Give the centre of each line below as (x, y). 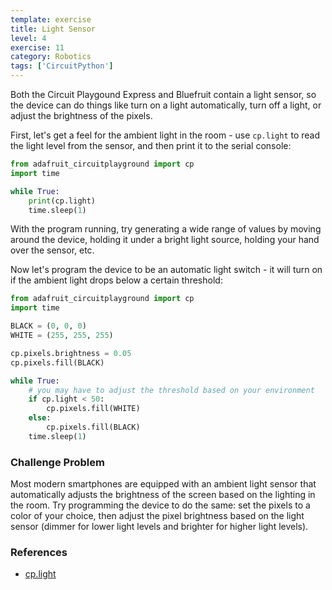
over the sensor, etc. (52, 250)
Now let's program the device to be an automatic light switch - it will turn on (166, 270)
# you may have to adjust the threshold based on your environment (171, 390)
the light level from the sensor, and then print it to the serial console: (151, 145)
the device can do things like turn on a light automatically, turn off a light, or (166, 105)
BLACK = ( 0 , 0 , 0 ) (48, 326)
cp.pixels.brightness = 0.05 (71, 353)
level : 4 (28, 38)
